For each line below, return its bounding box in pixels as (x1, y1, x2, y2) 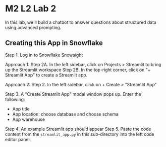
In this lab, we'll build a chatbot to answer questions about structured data (5, 19, 157, 25)
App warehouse (12, 116, 45, 122)
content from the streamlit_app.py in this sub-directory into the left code (5, 131, 155, 137)
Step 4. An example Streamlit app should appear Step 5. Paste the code (5, 126, 151, 132)
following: (5, 96, 25, 102)
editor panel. (5, 136, 31, 142)
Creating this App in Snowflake (5, 39, 103, 47)
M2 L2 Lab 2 (5, 3, 56, 14)
